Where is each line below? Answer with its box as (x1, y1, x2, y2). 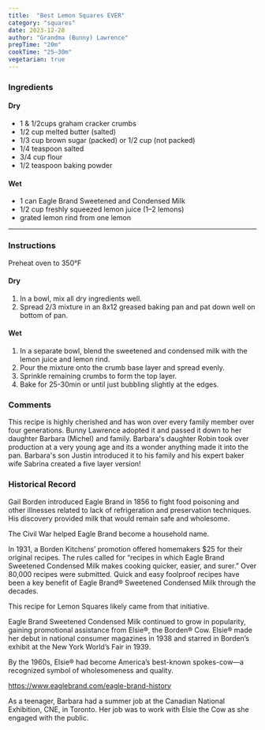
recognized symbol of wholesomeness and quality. (8, 665, 174, 675)
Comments (8, 399, 51, 410)
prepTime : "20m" (8, 41, 62, 49)
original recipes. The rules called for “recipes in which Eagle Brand (8, 552, 225, 562)
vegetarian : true (8, 56, 65, 64)
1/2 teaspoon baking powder (19, 161, 113, 170)
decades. (8, 586, 39, 596)
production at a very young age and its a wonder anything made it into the (8, 443, 248, 452)
